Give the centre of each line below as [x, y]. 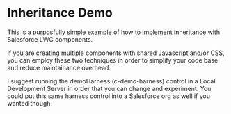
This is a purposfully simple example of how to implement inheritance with [114, 32]
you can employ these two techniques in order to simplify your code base [113, 60]
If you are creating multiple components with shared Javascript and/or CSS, [116, 53]
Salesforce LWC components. [50, 39]
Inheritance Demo [60, 13]
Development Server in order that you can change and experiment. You [109, 88]
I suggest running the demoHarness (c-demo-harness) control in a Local [111, 81]
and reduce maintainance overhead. [59, 67]
